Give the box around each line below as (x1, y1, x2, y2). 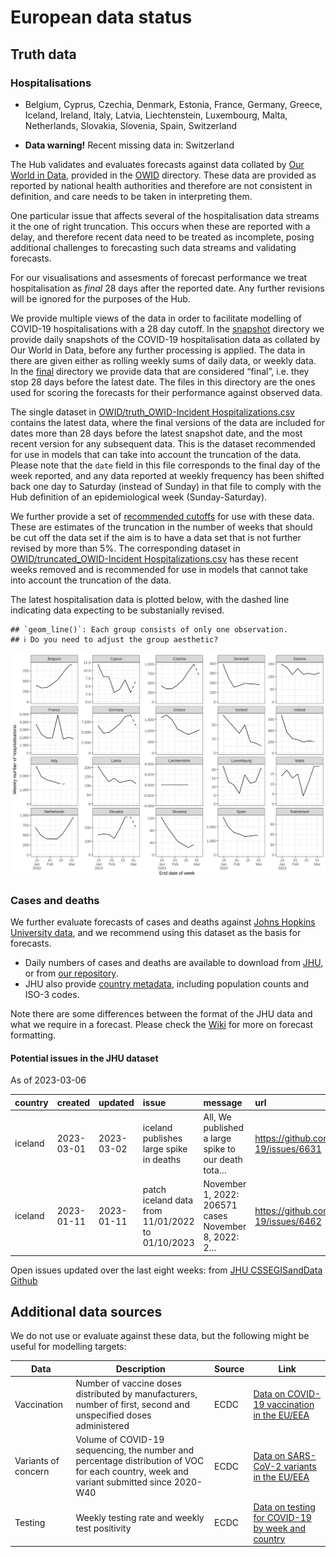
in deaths (142, 1153, 182, 1165)
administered (75, 1420, 130, 1432)
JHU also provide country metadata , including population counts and (24, 977, 310, 990)
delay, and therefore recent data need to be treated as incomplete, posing (10, 231, 315, 243)
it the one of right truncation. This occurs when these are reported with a (10, 220, 311, 232)
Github (10, 1274, 38, 1286)
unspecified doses (75, 1409, 152, 1421)
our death (203, 1153, 243, 1165)
